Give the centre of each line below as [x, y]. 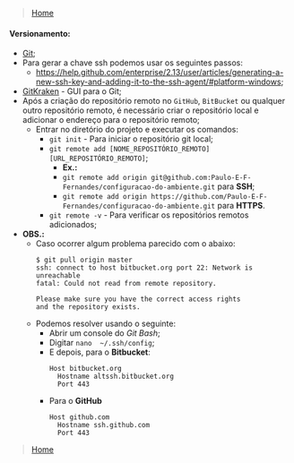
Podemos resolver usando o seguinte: [106, 324]
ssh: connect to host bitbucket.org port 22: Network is [144, 268]
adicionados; [73, 225]
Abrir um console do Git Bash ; [104, 333]
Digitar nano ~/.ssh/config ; [102, 343]
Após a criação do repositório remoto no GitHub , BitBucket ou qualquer [153, 101]
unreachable [58, 276]
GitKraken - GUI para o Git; [72, 91]
